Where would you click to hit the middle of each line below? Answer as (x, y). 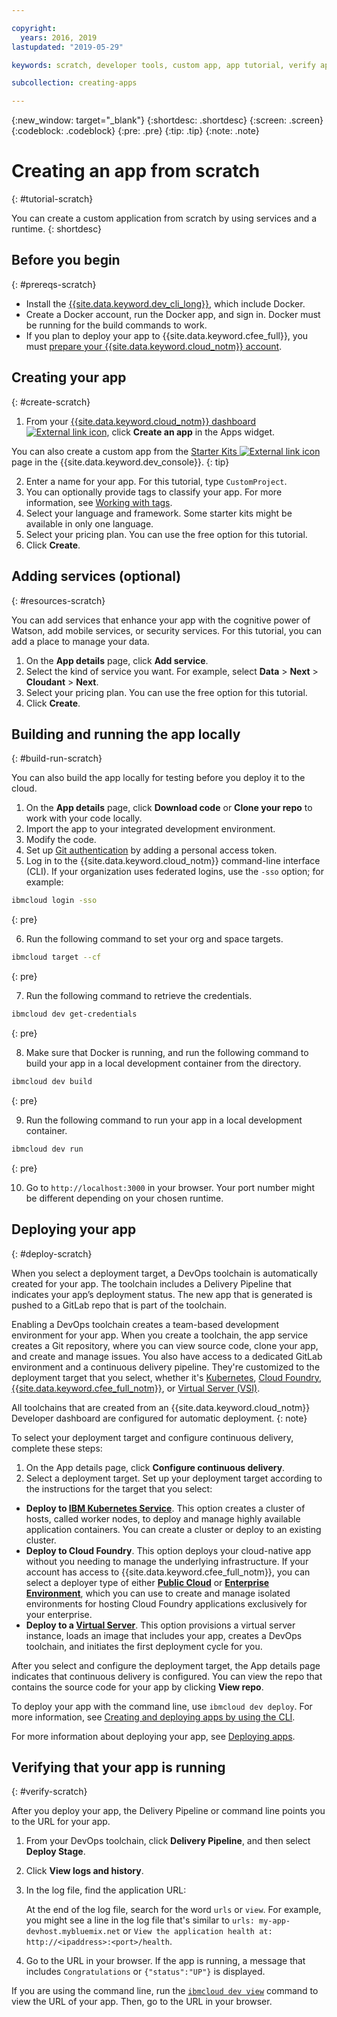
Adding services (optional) (96, 576)
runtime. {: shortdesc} (57, 229)
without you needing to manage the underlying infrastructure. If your (167, 1561)
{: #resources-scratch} (58, 600)
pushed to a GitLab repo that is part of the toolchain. (119, 1305)
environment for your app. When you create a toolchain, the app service (160, 1335)
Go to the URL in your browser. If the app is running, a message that (165, 1961)
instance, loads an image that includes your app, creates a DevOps (164, 1635)
